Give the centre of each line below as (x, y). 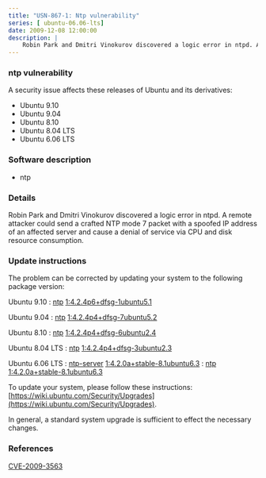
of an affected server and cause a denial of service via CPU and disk (120, 232)
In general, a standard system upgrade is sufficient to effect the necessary (130, 420)
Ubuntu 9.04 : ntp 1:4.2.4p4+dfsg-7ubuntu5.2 (83, 318)
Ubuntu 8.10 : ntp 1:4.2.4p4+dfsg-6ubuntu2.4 (82, 333)
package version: (36, 287)
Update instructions (47, 260)
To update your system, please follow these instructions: (100, 387)
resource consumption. (46, 241)
